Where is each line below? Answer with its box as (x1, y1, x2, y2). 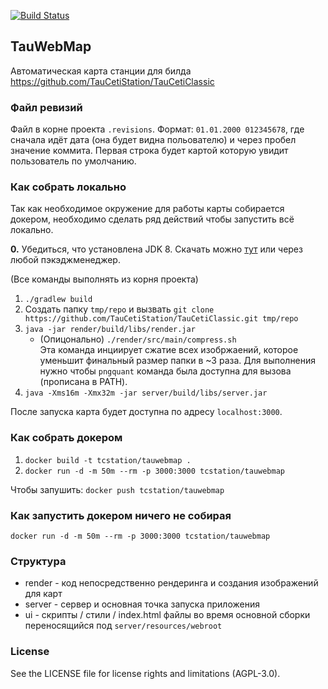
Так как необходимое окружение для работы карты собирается (10, 203, 285, 215)
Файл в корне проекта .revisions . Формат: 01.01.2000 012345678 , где (10, 123, 305, 135)
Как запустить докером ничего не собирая (10, 508, 232, 522)
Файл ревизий (10, 100, 83, 114)
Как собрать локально (10, 180, 127, 194)
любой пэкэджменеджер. (10, 254, 121, 266)
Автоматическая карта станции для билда (10, 65, 192, 77)
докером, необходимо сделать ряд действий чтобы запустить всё (10, 213, 295, 225)
